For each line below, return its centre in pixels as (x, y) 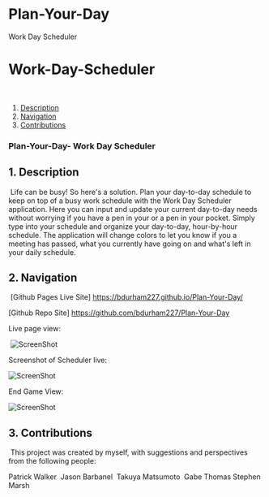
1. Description (44, 173)
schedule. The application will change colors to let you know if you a (123, 235)
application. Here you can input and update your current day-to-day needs (133, 209)
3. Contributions (51, 432)
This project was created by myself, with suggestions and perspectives (129, 452)
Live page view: (34, 329)
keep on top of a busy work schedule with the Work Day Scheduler (120, 201)
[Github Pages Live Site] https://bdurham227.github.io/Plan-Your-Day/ (126, 297)
